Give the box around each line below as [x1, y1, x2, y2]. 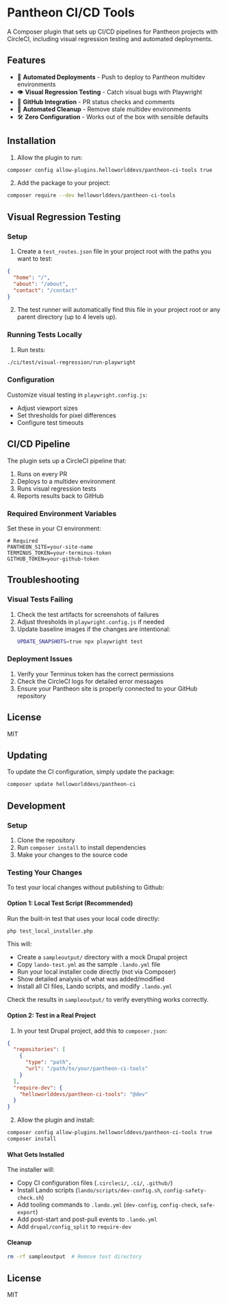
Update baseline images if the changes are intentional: [16, 625, 171, 633]
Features [7, 55, 46, 66]
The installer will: [7, 1166, 55, 1174]
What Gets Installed [7, 1150, 65, 1159]
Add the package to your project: [16, 179, 111, 187]
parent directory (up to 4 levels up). [16, 313, 118, 321]
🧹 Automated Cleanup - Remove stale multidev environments [16, 105, 191, 113]
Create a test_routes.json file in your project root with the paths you [16, 247, 212, 255]
